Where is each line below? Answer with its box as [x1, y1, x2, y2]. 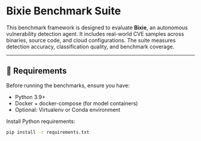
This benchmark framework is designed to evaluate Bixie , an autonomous [6, 24, 188, 31]
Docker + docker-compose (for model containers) [14, 100, 138, 107]
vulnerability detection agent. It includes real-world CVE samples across [6, 30, 184, 37]
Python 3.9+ [14, 93, 46, 100]
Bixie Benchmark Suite [6, 4, 121, 18]
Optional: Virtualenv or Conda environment [14, 106, 121, 113]
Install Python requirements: [6, 118, 76, 125]
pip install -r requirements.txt [6, 129, 90, 135]
